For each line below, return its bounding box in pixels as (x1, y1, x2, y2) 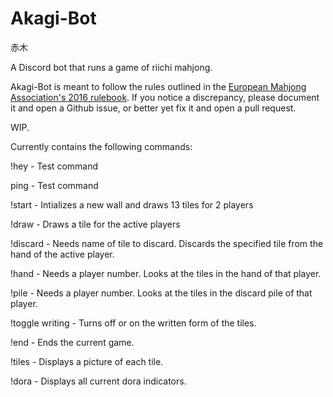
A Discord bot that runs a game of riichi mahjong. (10, 61, 213, 73)
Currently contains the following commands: (10, 140, 193, 152)
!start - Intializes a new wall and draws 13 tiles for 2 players (10, 198, 254, 211)
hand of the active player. (10, 248, 115, 260)
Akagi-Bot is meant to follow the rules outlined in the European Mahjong (10, 80, 307, 92)
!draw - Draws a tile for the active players (10, 218, 181, 230)
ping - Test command (10, 179, 99, 191)
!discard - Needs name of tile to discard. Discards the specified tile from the (10, 237, 324, 249)
